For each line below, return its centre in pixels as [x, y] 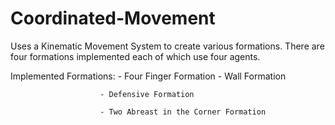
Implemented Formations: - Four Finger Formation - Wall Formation [148, 76]
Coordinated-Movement [113, 18]
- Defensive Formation [147, 94]
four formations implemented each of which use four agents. [135, 56]
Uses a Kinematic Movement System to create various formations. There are [167, 46]
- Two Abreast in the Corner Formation [183, 112]
